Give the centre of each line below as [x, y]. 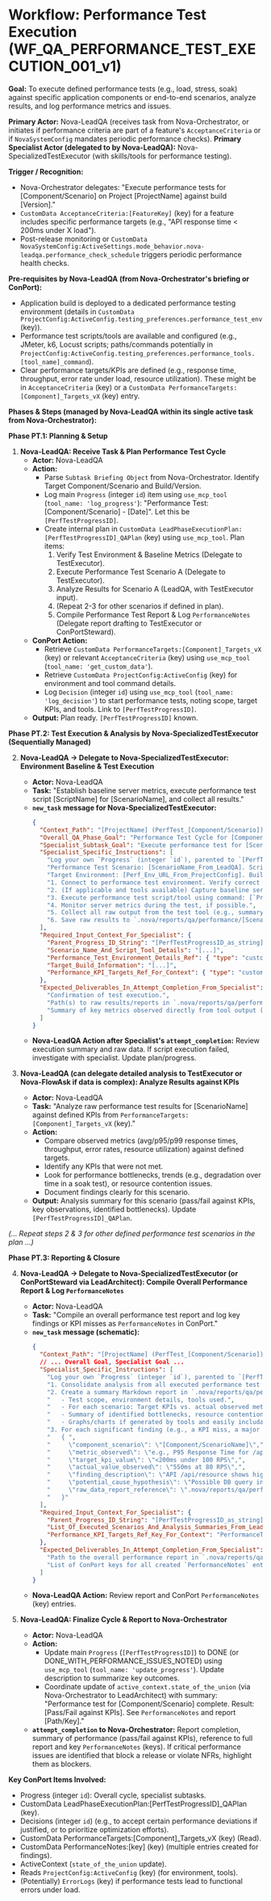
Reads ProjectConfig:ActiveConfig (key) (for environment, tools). [129, 1873]
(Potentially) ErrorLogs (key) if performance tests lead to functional [131, 1882]
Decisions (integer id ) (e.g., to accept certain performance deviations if [139, 1821]
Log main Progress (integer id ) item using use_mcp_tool [135, 494]
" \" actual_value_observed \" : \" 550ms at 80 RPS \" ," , [146, 1467]
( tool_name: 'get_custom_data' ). [98, 666]
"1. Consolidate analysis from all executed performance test [154, 1385]
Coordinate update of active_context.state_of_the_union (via [147, 1687]
